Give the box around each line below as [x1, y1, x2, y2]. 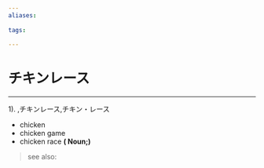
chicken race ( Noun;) [19, 137, 91, 146]
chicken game [19, 129, 66, 138]
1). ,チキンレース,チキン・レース [8, 104, 110, 114]
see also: [27, 152, 57, 162]
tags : [8, 26, 26, 34]
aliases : [8, 11, 37, 20]
